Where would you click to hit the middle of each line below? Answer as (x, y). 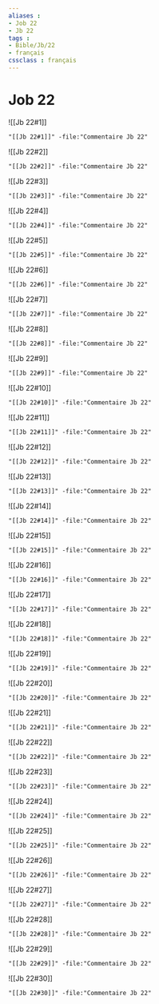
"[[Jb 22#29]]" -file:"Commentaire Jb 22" (80, 963)
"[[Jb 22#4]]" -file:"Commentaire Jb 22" (78, 225)
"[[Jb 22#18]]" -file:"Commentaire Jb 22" (80, 639)
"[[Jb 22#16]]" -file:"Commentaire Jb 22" (80, 580)
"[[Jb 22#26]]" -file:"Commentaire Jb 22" (80, 875)
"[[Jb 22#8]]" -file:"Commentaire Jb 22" (78, 343)
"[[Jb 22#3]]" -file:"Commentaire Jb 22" (78, 196)
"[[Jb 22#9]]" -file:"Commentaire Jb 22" (78, 373)
